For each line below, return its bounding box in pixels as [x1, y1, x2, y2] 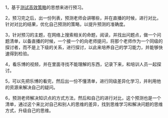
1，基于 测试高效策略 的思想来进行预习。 [5, 4, 86, 10]
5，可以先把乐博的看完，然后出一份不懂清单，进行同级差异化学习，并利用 [5, 78, 157, 84]
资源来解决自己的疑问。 [9, 84, 58, 90]
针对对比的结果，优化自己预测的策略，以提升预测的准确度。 [5, 21, 128, 27]
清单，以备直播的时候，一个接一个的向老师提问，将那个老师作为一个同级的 [9, 38, 163, 44]
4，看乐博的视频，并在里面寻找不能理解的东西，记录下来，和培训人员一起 [5, 61, 157, 67]
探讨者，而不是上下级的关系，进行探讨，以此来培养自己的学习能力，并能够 [5, 44, 158, 50]
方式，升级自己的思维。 [5, 107, 53, 113]
